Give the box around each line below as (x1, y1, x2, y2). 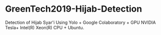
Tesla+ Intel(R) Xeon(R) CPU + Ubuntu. (5, 24, 84, 30)
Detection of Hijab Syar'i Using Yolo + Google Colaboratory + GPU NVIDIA (5, 19, 156, 25)
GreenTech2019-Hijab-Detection (5, 3, 142, 15)
